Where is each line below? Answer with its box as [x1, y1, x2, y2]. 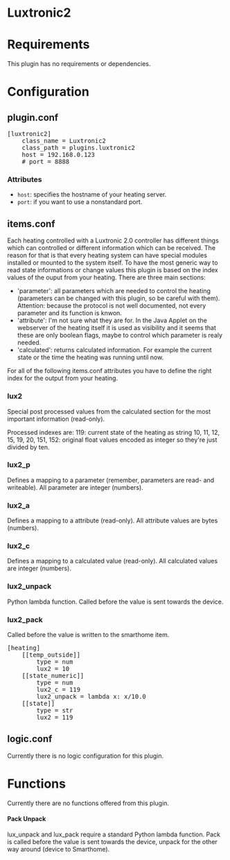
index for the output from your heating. [7, 374, 118, 383]
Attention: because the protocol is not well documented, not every [17, 301, 206, 310]
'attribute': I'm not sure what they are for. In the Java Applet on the [17, 316, 208, 324]
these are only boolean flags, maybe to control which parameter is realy [17, 331, 223, 340]
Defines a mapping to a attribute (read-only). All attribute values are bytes [7, 516, 218, 525]
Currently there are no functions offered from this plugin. [7, 799, 170, 807]
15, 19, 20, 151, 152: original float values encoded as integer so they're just [7, 436, 218, 444]
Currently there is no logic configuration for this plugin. [7, 752, 164, 760]
